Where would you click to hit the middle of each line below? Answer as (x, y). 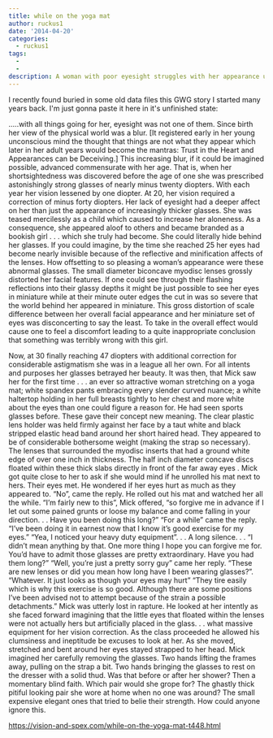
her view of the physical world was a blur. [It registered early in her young (132, 132)
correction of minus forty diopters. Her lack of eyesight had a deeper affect (134, 202)
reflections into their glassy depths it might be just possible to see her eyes (134, 288)
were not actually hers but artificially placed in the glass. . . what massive (131, 623)
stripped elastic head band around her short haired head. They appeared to (135, 433)
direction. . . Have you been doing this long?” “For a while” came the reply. (133, 519)
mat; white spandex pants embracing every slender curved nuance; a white (135, 390)
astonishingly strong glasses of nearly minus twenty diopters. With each (129, 184)
